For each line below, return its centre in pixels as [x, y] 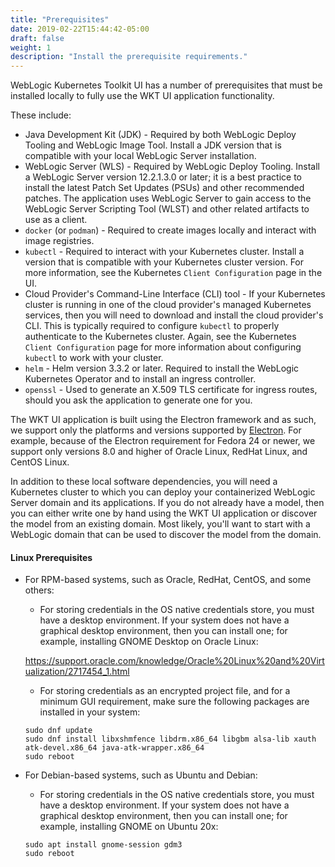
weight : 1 [31, 47]
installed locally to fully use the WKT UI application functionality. [142, 96]
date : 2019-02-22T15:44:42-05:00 [80, 29]
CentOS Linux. [40, 462]
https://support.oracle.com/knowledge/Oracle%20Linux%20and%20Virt [174, 661]
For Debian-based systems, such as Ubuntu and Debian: [141, 775]
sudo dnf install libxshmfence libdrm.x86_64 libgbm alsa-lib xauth [170, 739]
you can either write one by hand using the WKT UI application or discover [164, 513]
